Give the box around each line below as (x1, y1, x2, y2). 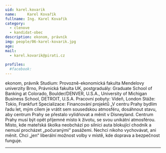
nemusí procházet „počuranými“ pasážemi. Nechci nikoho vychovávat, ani (5, 127, 157, 133)
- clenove (9, 26, 30, 31)
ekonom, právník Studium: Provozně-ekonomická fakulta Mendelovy (5, 80, 144, 86)
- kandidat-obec (9, 30, 43, 35)
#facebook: (9, 67, 32, 72)
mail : (5, 48, 16, 53)
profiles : (5, 62, 26, 67)
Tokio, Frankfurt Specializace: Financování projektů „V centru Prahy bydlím (5, 101, 157, 107)
